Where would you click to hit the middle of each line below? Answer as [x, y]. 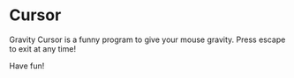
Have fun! [27, 66]
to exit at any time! [43, 48]
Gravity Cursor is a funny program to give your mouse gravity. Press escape [147, 39]
